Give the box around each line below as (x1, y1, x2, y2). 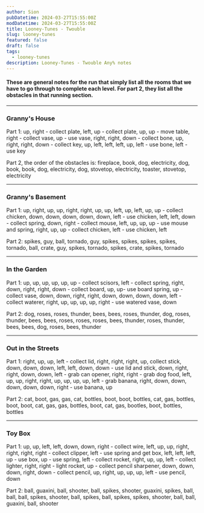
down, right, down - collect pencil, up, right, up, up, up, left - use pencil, (6, 469, 186, 476)
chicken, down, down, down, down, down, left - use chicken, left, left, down (6, 213, 195, 221)
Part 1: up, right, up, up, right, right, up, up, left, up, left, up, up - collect (6, 207, 183, 214)
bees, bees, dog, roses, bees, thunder (6, 323, 102, 330)
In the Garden (6, 265, 47, 274)
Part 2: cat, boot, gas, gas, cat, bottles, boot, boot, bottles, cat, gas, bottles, (6, 395, 195, 402)
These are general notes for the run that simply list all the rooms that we (6, 78, 192, 86)
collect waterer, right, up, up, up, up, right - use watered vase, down (6, 298, 177, 306)
